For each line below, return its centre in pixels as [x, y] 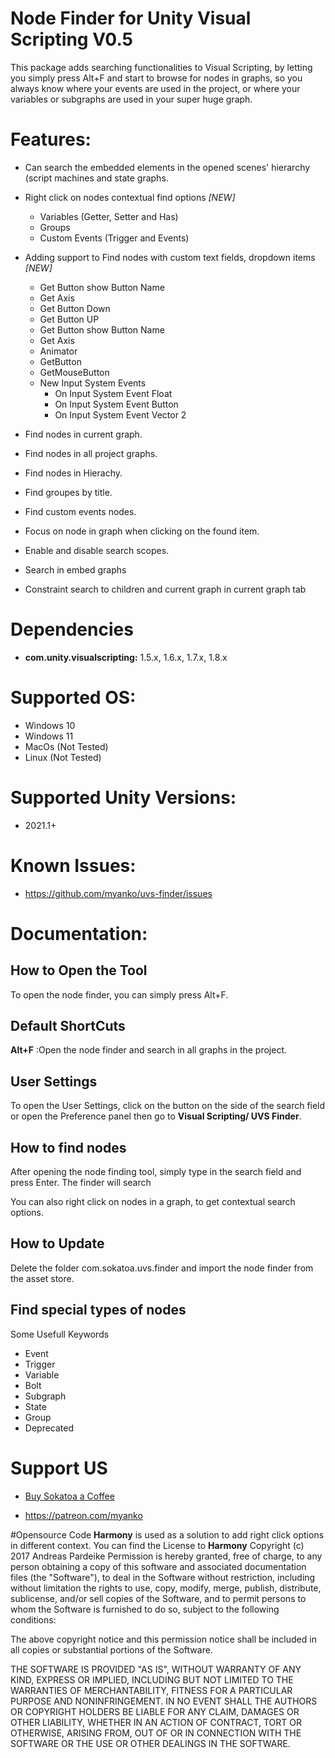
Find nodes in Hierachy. [73, 473]
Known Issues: [73, 865]
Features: [51, 139]
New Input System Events [93, 383]
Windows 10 [50, 725]
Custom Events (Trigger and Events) [114, 238]
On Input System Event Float [113, 393]
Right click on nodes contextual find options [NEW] [130, 197]
